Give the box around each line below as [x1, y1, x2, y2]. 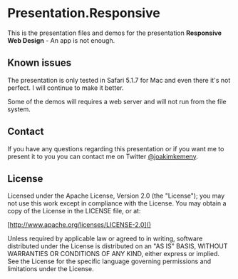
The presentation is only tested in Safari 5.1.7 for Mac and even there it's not [7, 76, 231, 84]
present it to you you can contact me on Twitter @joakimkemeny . [7, 152, 198, 161]
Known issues [7, 57, 72, 69]
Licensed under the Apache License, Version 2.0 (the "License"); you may [7, 191, 225, 201]
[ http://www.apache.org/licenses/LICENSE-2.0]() [7, 220, 152, 229]
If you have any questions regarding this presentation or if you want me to [7, 144, 224, 153]
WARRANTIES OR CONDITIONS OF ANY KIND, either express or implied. [7, 250, 219, 258]
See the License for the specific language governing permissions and [7, 257, 212, 265]
